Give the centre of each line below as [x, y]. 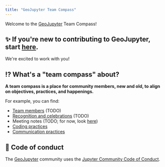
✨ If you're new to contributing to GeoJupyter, [78, 39]
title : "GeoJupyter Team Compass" [41, 10]
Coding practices [30, 126]
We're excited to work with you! [37, 59]
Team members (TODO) [37, 111]
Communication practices [39, 132]
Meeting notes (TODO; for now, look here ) [55, 121]
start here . [22, 47]
